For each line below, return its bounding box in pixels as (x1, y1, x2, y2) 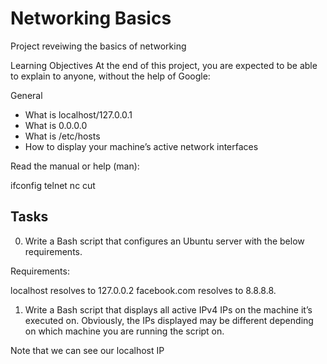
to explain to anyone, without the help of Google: (10, 70, 211, 82)
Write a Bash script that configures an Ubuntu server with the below (24, 235, 305, 247)
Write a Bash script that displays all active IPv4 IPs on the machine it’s (24, 303, 313, 316)
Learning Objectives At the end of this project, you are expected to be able (10, 59, 318, 71)
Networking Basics (10, 7, 172, 30)
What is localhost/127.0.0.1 (24, 108, 133, 121)
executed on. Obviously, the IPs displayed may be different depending (24, 314, 314, 326)
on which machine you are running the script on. (24, 325, 225, 337)
